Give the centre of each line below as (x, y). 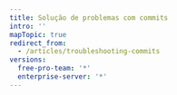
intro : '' (28, 26)
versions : (28, 60)
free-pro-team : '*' (54, 69)
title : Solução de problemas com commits (89, 18)
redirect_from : (38, 43)
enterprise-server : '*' (62, 77)
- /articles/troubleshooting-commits (89, 52)
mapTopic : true (38, 34)
